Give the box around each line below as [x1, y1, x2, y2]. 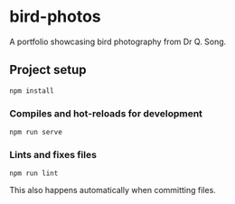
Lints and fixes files [9, 148, 98, 161]
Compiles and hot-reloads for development [9, 107, 203, 119]
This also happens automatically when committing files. [9, 185, 217, 196]
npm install [9, 86, 54, 96]
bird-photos [9, 6, 101, 27]
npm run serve [9, 128, 63, 137]
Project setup [9, 62, 88, 78]
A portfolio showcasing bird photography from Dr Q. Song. [9, 36, 227, 47]
